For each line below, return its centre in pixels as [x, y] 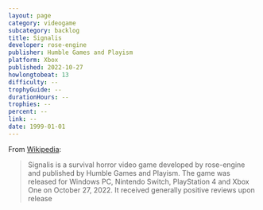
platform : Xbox [33, 60]
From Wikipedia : [35, 149]
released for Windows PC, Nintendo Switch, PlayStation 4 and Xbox [138, 181]
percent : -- [28, 112]
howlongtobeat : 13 [39, 75]
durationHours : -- [39, 97]
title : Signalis [35, 38]
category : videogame [43, 23]
